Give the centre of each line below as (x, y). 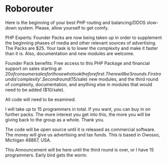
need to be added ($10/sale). (35, 89)
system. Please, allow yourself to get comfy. (63, 27)
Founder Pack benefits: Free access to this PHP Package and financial (77, 63)
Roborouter (29, 9)
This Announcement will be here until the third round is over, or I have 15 (79, 149)
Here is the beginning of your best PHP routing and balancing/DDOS (75, 22)
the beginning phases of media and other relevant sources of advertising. (81, 42)
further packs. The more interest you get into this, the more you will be (78, 114)
